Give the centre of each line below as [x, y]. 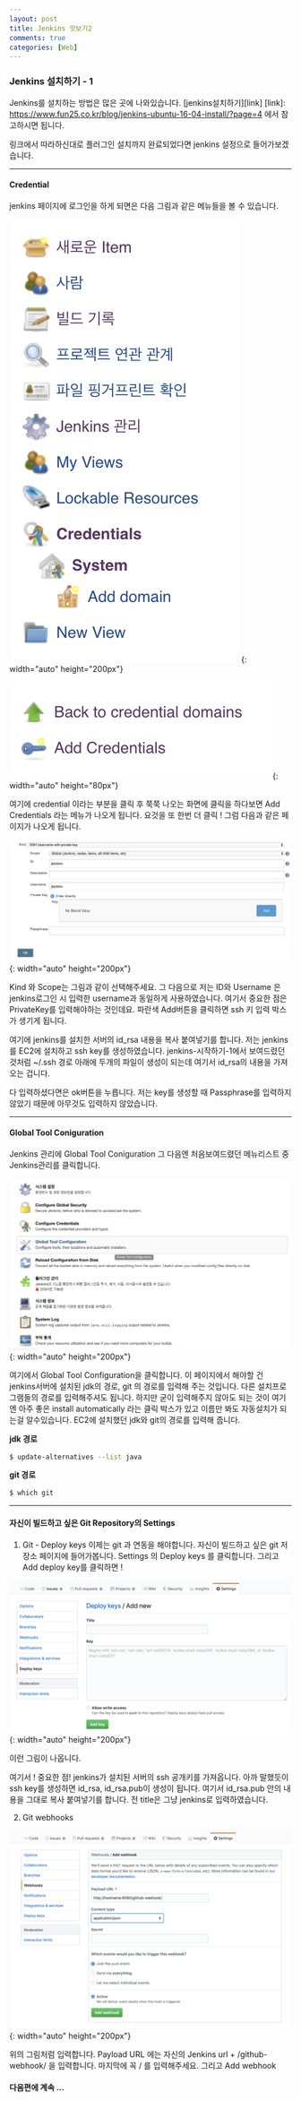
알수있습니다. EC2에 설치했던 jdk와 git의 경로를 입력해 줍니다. [133, 1419]
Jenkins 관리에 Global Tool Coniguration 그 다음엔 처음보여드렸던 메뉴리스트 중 [149, 1154]
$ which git [31, 1493]
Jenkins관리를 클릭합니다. [55, 1165]
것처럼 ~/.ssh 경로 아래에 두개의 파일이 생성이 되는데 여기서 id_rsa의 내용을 [140, 1062]
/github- [252, 2054]
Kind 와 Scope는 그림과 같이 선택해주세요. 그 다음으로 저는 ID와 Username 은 [145, 986]
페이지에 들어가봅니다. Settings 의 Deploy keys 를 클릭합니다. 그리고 [159, 1555]
